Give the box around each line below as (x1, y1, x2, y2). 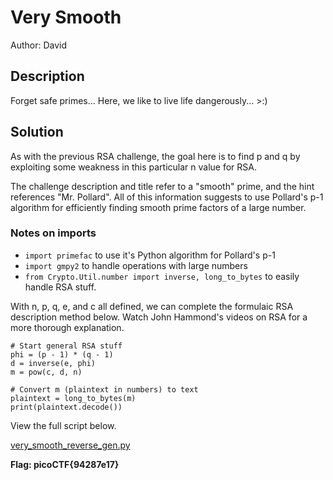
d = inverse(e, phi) (10, 358, 97, 368)
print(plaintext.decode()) (10, 402, 123, 412)
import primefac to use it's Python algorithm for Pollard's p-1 (24, 249, 276, 261)
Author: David (10, 39, 68, 51)
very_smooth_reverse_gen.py (10, 439, 131, 451)
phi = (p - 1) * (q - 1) (10, 349, 114, 360)
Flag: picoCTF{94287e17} (10, 458, 120, 470)
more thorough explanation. (10, 321, 125, 333)
